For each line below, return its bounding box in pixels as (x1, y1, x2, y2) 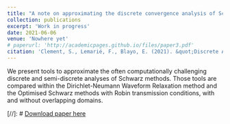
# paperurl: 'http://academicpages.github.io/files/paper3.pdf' (7, 42, 194, 49)
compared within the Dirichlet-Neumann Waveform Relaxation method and (7, 82, 218, 90)
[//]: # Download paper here (7, 109, 86, 117)
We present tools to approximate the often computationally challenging (7, 66, 207, 75)
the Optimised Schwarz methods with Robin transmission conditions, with (7, 88, 215, 97)
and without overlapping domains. (7, 96, 103, 104)
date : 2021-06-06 (7, 29, 57, 36)
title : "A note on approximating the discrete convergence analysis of (7, 10, 216, 17)
